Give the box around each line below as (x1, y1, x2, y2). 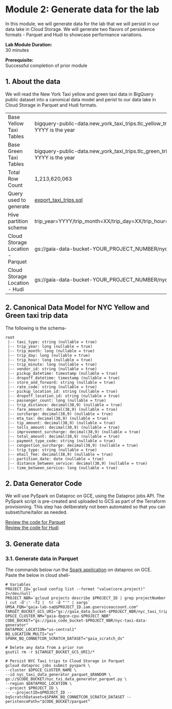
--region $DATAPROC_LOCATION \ (5, 681, 72, 686)
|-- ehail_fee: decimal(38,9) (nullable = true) (7, 451, 114, 457)
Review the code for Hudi (5, 524, 59, 531)
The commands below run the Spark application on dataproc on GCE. (5, 567, 152, 573)
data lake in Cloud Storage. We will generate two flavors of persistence (5, 26, 155, 32)
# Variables (5, 582, 31, 587)
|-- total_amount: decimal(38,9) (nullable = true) (7, 433, 120, 439)
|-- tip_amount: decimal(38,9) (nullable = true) (7, 420, 116, 425)
